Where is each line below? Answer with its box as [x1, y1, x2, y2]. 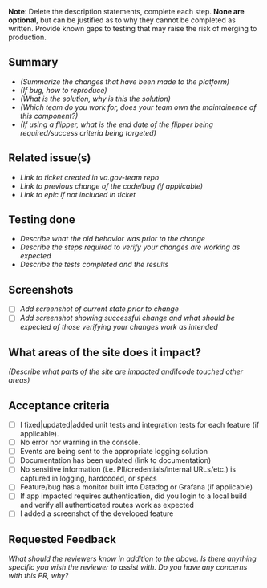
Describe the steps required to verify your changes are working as [19, 242, 241, 252]
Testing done [8, 213, 76, 227]
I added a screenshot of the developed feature [19, 509, 174, 518]
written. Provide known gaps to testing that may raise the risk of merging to [8, 24, 257, 33]
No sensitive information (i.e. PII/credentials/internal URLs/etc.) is [19, 464, 237, 474]
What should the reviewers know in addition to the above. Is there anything [8, 554, 257, 564]
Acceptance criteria [8, 399, 110, 412]
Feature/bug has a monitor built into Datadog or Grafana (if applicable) [19, 482, 253, 492]
